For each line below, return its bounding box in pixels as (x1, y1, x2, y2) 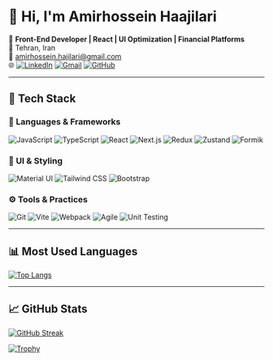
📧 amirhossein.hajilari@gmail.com (8, 51, 122, 61)
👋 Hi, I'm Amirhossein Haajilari (8, 7, 217, 26)
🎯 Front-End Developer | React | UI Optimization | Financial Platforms (8, 34, 245, 44)
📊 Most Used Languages (8, 244, 138, 259)
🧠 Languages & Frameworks (8, 116, 121, 128)
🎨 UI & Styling (8, 154, 63, 166)
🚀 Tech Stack (8, 92, 76, 106)
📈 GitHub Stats (8, 302, 88, 316)
